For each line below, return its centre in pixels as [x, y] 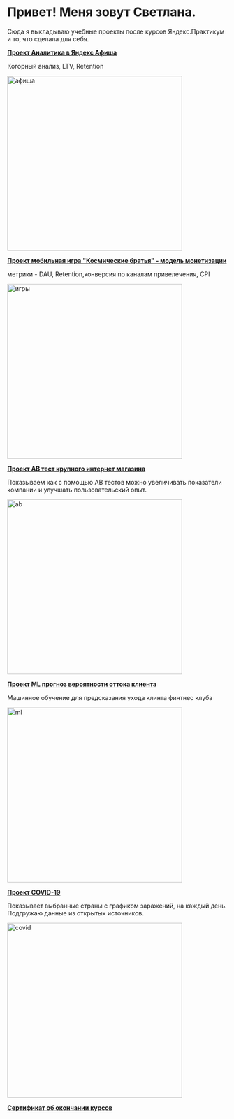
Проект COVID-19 [34, 892]
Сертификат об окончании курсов [60, 1107]
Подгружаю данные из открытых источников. [76, 913]
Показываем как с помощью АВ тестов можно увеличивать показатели [115, 482]
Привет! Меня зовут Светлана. [102, 12]
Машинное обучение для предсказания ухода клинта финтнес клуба [110, 697]
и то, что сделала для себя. [48, 38]
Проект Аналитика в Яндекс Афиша [62, 52]
